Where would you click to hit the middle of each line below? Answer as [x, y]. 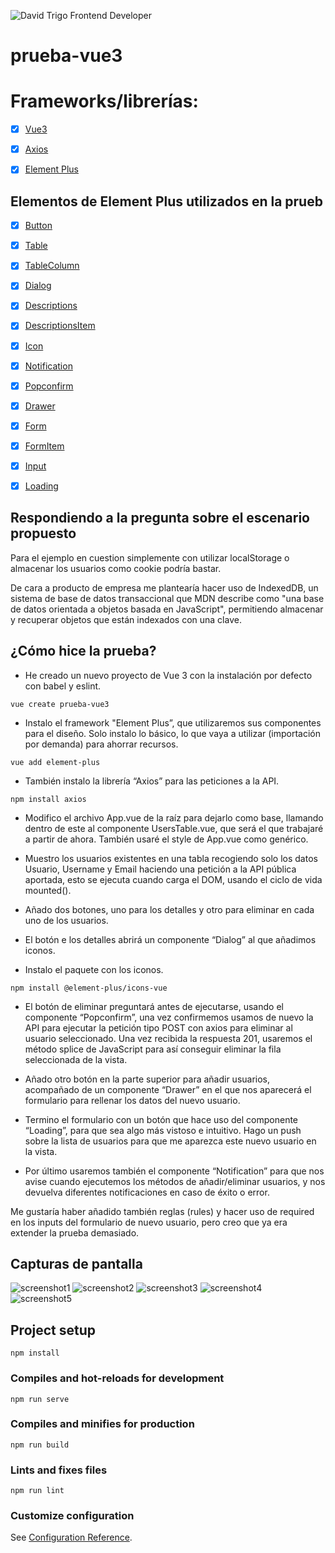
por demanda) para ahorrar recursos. [101, 744]
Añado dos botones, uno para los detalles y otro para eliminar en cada [169, 909]
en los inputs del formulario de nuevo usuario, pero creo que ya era [149, 1222]
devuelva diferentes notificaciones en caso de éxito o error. [147, 1192]
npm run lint [37, 1491]
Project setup [53, 1330]
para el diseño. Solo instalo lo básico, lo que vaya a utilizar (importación [173, 733]
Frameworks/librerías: [104, 101]
